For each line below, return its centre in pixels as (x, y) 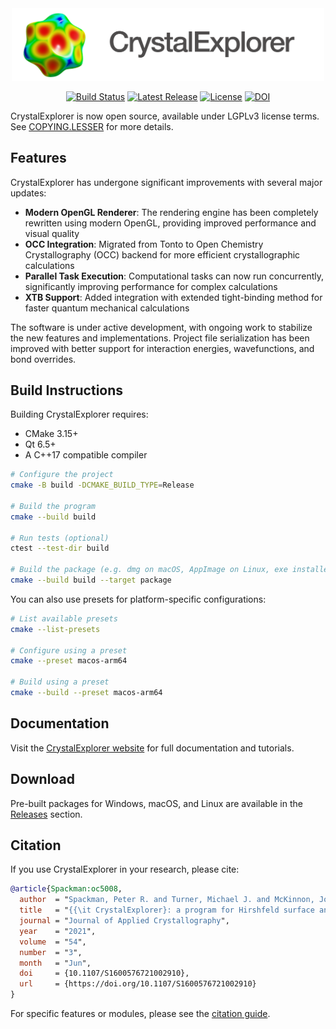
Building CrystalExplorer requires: (79, 414)
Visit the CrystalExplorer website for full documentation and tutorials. (152, 748)
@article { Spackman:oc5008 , (66, 889)
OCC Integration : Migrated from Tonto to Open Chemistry (144, 244)
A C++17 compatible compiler (86, 455)
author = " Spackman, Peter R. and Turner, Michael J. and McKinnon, (167, 900)
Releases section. (46, 814)
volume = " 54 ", (53, 942)
